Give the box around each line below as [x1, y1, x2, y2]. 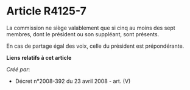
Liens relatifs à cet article [6, 54, 72, 61]
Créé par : [6, 65, 30, 73]
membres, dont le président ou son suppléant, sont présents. [6, 30, 160, 37]
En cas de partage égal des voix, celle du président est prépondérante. [6, 42, 185, 50]
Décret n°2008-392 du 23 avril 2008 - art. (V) [15, 77, 131, 85]
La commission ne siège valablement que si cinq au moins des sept [6, 24, 175, 31]
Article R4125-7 [6, 4, 87, 18]
